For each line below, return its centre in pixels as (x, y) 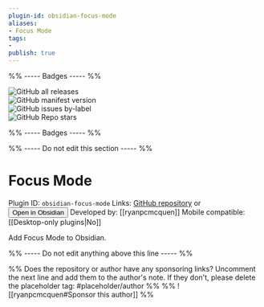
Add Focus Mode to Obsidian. (57, 237)
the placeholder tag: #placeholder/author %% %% (92, 285)
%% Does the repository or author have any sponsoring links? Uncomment (132, 268)
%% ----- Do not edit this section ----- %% (81, 148)
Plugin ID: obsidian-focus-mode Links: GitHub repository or (105, 203)
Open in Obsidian (38, 213)
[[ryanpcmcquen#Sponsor (52, 294)
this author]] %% (126, 294)
